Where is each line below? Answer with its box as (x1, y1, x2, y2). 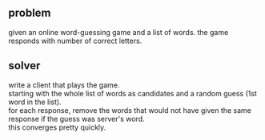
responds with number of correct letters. (8, 36, 143, 45)
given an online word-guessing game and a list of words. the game (8, 27, 229, 37)
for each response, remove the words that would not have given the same (8, 105, 252, 115)
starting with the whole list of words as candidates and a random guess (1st (8, 88, 258, 98)
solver (8, 59, 41, 72)
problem (8, 6, 51, 20)
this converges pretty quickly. (8, 122, 106, 132)
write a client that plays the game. (8, 80, 120, 90)
